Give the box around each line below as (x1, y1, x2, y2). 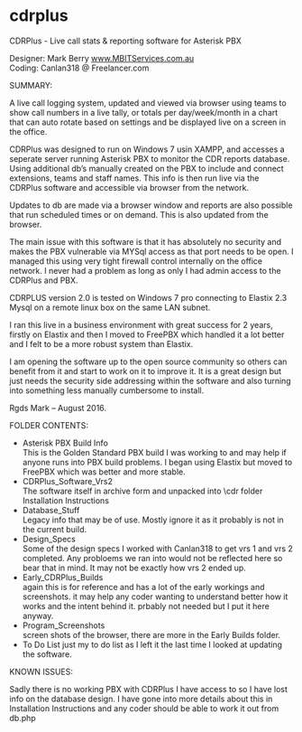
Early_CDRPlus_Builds (22, 571, 104, 583)
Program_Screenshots (22, 620, 105, 631)
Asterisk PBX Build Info (22, 437, 108, 448)
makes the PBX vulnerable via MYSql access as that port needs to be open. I (9, 246, 294, 257)
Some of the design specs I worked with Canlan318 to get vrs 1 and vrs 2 (22, 543, 293, 554)
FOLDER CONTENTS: (9, 419, 88, 430)
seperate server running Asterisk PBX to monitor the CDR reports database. (9, 153, 290, 164)
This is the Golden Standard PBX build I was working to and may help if (22, 446, 287, 457)
